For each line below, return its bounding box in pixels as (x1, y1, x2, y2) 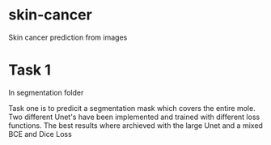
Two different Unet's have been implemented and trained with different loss (8, 112, 260, 122)
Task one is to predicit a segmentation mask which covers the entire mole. (8, 103, 256, 113)
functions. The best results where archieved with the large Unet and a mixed (8, 120, 263, 130)
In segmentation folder (8, 87, 84, 97)
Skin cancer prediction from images (8, 32, 128, 42)
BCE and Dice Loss (8, 129, 73, 139)
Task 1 (8, 61, 51, 79)
